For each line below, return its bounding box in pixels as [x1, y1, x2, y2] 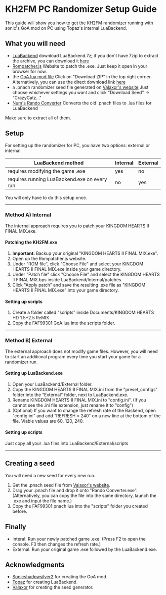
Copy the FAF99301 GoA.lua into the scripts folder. [12, 320, 116, 326]
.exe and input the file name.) [12, 497, 72, 503]
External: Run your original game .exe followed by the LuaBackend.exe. [12, 546, 157, 552]
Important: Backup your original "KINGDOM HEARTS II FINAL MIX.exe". [12, 250, 158, 256]
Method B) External [5, 337, 53, 344]
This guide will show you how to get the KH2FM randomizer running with [5, 20, 153, 26]
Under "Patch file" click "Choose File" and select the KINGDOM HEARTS [12, 271, 160, 278]
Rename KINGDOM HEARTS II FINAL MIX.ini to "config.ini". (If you [12, 397, 147, 403]
